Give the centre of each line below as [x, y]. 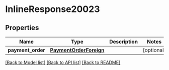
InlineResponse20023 [53, 9]
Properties [22, 28]
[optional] [154, 50]
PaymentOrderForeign [77, 50]
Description [123, 42]
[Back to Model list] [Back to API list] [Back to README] [63, 62]
